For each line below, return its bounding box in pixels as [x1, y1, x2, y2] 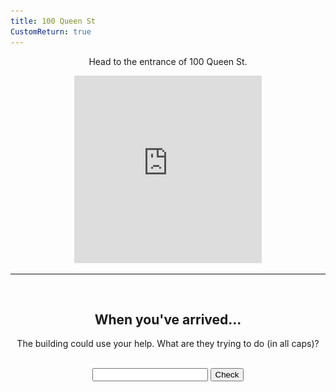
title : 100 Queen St [10, 16, 97, 26]
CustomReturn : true [10, 26, 92, 37]
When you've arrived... [94, 311, 242, 328]
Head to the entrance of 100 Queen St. [88, 55, 248, 67]
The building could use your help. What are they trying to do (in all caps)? [16, 338, 320, 350]
